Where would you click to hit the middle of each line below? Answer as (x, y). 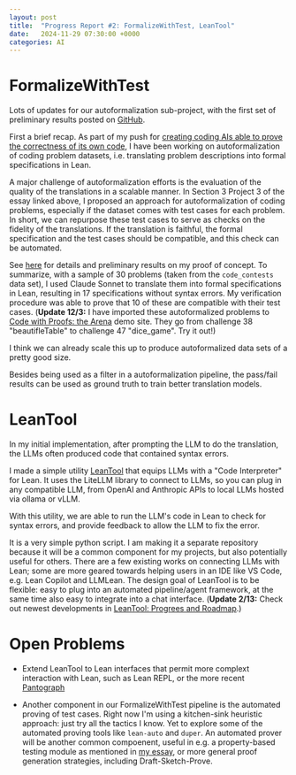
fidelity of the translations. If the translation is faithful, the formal (126, 229)
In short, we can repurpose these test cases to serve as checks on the (137, 220)
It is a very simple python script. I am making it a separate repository (134, 543)
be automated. (35, 248)
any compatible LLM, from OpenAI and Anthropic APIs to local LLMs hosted (147, 490)
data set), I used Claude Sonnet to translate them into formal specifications (145, 284)
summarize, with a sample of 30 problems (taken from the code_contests (141, 274)
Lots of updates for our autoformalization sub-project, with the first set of (143, 111)
